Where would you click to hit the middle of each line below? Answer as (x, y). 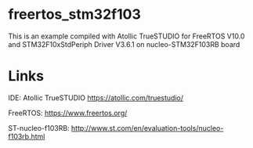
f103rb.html (27, 136)
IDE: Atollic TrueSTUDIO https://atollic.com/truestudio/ (96, 97)
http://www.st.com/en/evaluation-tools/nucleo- (147, 128)
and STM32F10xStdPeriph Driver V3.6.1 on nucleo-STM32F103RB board (124, 44)
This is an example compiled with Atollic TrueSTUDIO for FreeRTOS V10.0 (127, 36)
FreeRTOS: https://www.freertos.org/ (68, 113)
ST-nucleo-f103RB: (39, 128)
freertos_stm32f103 (74, 14)
